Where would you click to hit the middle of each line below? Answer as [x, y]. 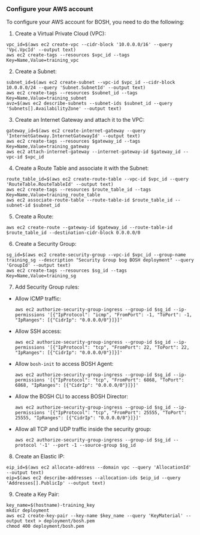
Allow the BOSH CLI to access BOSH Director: [72, 396]
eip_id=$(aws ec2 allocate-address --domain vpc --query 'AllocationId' [99, 468]
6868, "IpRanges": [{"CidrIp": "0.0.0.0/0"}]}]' [77, 386]
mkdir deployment [28, 511]
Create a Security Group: [46, 244]
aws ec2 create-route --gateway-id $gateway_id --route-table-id [89, 228]
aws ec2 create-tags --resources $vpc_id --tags [68, 55]
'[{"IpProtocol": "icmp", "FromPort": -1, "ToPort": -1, [120, 315]
